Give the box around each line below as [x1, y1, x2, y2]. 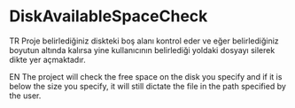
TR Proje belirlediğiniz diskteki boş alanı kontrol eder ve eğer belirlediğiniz [9, 35, 279, 46]
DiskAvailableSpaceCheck [9, 6, 208, 27]
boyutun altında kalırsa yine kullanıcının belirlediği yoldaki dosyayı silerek [9, 44, 276, 55]
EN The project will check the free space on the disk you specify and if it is [9, 71, 283, 81]
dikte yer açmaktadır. [9, 54, 86, 65]
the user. [9, 90, 42, 101]
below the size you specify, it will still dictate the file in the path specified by [9, 81, 286, 91]
